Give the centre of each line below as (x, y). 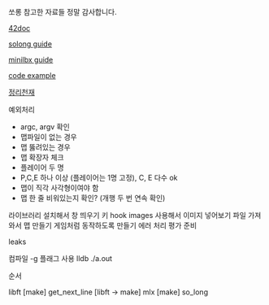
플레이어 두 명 (42, 168)
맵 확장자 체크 (42, 157)
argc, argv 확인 (45, 127)
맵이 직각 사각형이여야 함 (59, 188)
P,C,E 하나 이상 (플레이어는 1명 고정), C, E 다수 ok (99, 178)
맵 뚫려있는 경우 (45, 147)
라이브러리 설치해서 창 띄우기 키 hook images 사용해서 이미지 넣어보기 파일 (127, 215)
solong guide (30, 44)
